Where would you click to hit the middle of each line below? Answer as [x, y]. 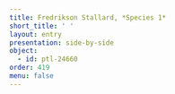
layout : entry [36, 34]
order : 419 [30, 68]
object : [24, 51]
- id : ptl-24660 [48, 59]
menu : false [31, 76]
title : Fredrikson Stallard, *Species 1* [88, 17]
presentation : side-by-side [62, 43]
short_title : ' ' [42, 26]
